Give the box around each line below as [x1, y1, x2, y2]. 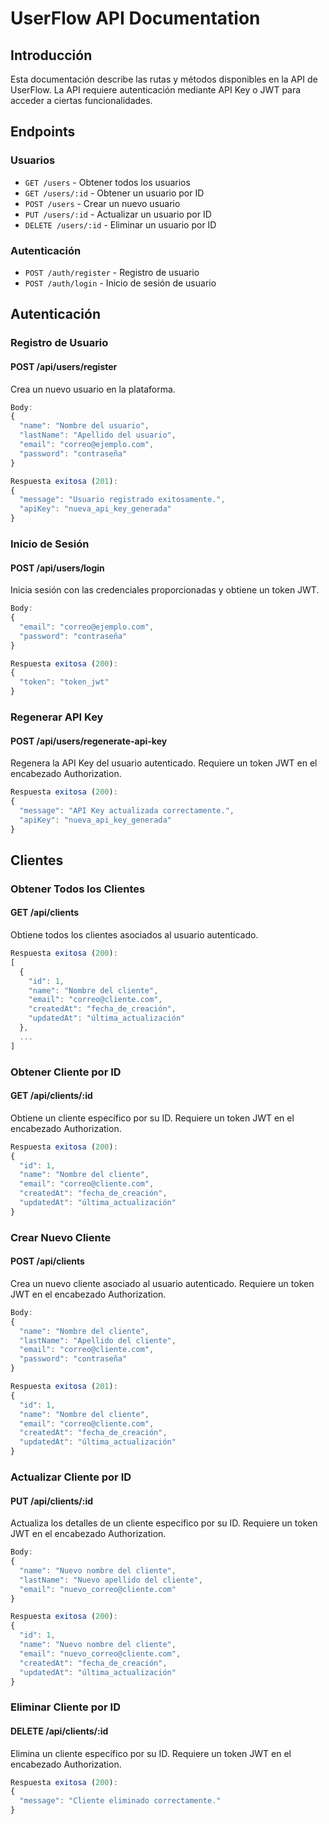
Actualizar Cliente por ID [10, 1470, 132, 1484]
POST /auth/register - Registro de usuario [24, 266, 200, 278]
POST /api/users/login [10, 562, 105, 574]
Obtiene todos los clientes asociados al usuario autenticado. [10, 929, 259, 941]
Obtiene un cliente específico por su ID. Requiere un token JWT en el [10, 1112, 295, 1124]
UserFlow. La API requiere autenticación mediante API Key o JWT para [10, 84, 302, 96]
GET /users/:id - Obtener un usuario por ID [24, 187, 205, 199]
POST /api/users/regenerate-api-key [10, 735, 168, 747]
